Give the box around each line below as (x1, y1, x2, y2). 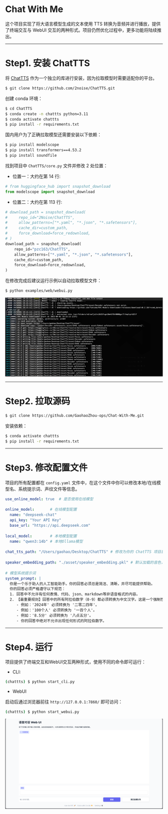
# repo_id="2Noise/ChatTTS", (5, 215, 75, 220)
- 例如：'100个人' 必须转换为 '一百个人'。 (16, 608, 97, 613)
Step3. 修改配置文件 (5, 462, 88, 473)
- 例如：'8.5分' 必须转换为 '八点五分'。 (16, 613, 93, 618)
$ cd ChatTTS (5, 106, 32, 111)
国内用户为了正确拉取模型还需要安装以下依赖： (5, 132, 101, 138)
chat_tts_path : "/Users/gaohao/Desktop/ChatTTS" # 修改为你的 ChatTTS (5, 549, 151, 554)
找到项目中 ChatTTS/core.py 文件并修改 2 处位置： (5, 162, 108, 169)
